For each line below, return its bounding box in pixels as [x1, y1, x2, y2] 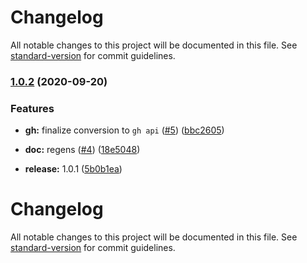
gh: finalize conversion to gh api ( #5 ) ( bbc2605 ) [24, 124, 225, 136]
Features [10, 101, 55, 115]
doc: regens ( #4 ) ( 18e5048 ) [24, 144, 141, 156]
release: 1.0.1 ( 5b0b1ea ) [24, 163, 123, 175]
